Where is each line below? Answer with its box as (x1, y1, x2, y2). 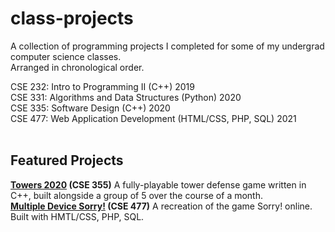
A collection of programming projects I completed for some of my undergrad (10, 40, 325, 52)
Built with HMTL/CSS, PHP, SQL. (10, 210, 145, 222)
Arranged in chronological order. (10, 61, 145, 73)
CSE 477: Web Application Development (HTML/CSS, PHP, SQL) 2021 (10, 112, 297, 124)
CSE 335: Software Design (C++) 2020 (10, 102, 171, 114)
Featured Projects (10, 152, 124, 169)
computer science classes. (10, 50, 122, 62)
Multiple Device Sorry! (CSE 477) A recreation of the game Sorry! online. (10, 200, 313, 212)
